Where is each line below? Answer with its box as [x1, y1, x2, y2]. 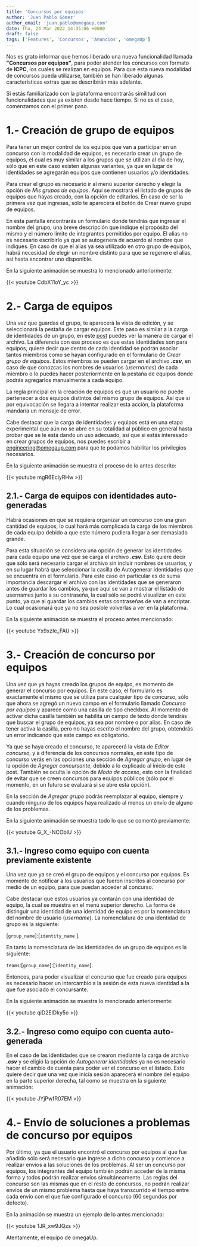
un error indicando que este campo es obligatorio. [6, 731, 129, 738]
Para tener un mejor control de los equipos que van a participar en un [6, 143, 177, 150]
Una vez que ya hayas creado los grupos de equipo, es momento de [6, 680, 174, 687]
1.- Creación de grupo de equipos [6, 124, 175, 137]
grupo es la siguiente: [6, 921, 60, 928]
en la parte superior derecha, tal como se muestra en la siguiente [6, 1077, 166, 1084]
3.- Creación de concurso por [6, 648, 156, 661]
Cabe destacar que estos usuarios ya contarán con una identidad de [6, 895, 175, 903]
